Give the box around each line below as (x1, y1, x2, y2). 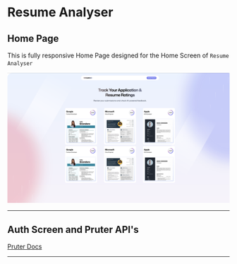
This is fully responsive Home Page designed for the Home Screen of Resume (7, 51, 229, 59)
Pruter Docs (7, 242, 42, 251)
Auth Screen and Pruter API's (7, 224, 139, 236)
